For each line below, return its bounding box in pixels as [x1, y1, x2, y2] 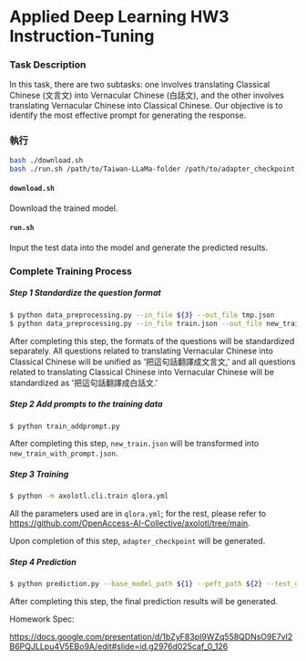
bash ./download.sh [9, 155, 84, 165]
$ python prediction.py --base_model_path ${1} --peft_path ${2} [9, 580, 262, 589]
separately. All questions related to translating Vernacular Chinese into [9, 345, 273, 356]
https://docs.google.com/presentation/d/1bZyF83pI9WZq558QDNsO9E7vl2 [9, 632, 293, 643]
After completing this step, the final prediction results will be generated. [9, 596, 279, 607]
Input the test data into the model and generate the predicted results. [9, 242, 269, 253]
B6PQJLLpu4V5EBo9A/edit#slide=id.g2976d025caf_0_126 [9, 641, 229, 652]
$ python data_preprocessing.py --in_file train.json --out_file [9, 319, 262, 328]
